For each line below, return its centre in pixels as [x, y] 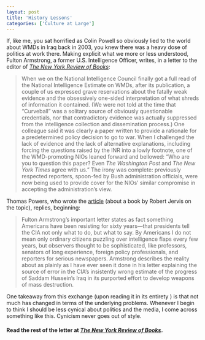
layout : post [23, 12]
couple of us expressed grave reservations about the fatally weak [104, 92]
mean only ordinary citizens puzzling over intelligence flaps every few [110, 239]
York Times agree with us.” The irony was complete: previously [101, 170]
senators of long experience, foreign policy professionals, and [100, 252]
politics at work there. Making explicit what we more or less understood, [98, 54]
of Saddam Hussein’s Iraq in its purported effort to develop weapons [108, 278]
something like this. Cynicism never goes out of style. [74, 316]
